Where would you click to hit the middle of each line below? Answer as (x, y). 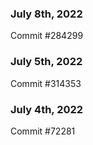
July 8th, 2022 (46, 14)
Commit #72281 (43, 131)
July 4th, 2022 (47, 109)
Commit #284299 (47, 36)
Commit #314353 (46, 83)
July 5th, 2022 (46, 62)
